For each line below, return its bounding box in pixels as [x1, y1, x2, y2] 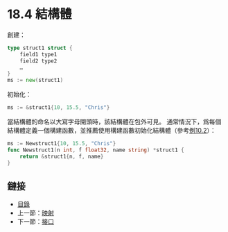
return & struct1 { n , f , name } [19, 153, 104, 160]
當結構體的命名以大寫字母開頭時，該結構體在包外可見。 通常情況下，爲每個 [7, 117, 222, 126]
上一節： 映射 [17, 209, 54, 217]
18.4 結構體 [7, 6, 72, 22]
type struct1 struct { [7, 44, 73, 51]
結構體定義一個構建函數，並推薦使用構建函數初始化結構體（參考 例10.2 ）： [7, 126, 216, 135]
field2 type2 [19, 57, 58, 65]
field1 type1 [19, 51, 58, 58]
